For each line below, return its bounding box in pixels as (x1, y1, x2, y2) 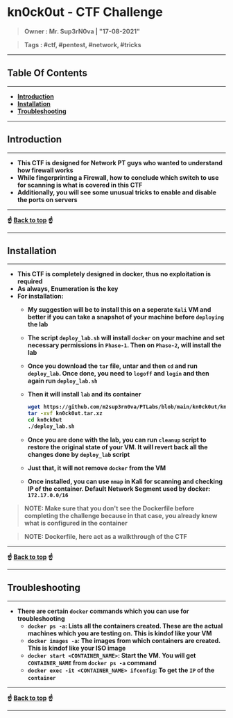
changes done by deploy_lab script (27, 450, 130, 458)
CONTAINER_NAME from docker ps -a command (27, 658, 157, 667)
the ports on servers (17, 195, 78, 203)
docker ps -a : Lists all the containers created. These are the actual (27, 621, 223, 630)
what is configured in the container (24, 519, 128, 527)
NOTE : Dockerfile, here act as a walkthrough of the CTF (24, 532, 187, 540)
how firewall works (17, 166, 74, 174)
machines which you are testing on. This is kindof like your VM (27, 629, 212, 637)
